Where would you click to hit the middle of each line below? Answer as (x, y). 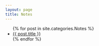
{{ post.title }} (27, 34)
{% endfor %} (27, 39)
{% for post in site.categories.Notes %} (53, 28)
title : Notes (19, 14)
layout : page (19, 10)
